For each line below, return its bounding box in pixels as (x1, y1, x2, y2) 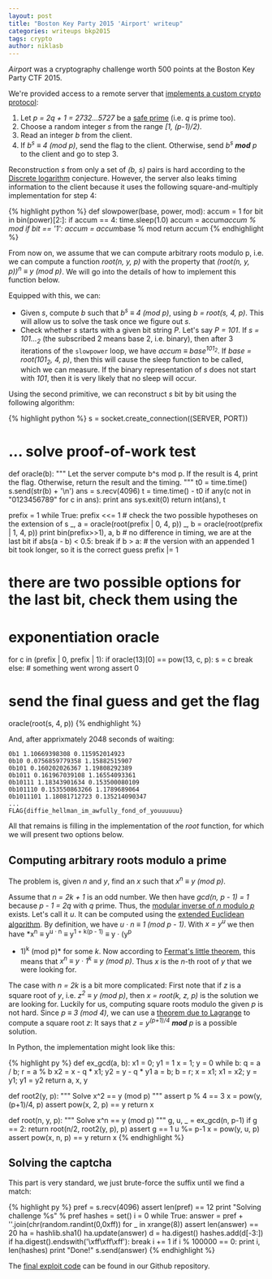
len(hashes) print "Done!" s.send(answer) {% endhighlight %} (8, 1245, 215, 1255)
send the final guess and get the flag (8, 692, 260, 711)
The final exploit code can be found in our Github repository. (8, 1260, 210, 1271)
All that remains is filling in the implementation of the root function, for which (8, 821, 265, 831)
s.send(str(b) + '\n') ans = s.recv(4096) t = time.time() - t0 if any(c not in (8, 486, 252, 496)
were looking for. (19, 965, 77, 974)
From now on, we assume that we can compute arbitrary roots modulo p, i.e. (8, 248, 264, 257)
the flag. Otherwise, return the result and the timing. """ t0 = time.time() (8, 477, 248, 487)
